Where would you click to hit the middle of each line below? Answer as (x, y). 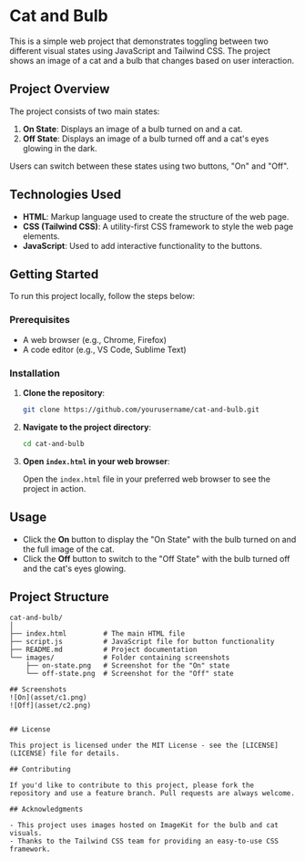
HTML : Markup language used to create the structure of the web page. (156, 216)
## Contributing (40, 770)
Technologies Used (65, 195)
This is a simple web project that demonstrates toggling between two (139, 41)
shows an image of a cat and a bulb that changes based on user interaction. (152, 60)
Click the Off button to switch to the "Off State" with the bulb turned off (156, 558)
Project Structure (59, 597)
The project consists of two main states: (85, 111)
